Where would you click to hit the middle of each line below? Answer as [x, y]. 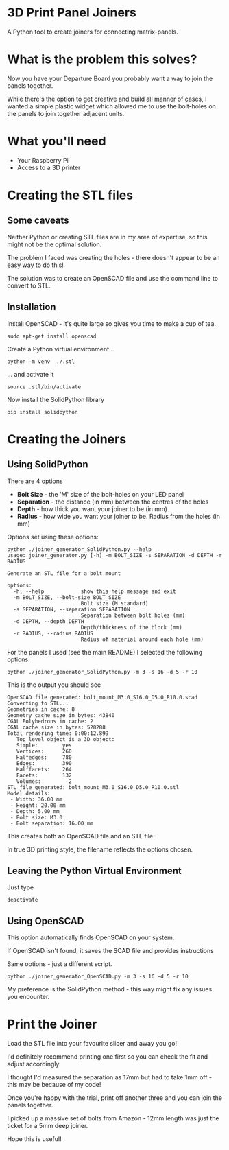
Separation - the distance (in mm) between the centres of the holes [113, 502]
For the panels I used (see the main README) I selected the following [105, 652]
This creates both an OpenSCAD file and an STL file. [81, 836]
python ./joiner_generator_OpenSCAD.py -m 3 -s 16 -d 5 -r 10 [98, 977]
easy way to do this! [35, 265]
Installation [32, 307]
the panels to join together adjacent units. [66, 113]
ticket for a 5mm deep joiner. [48, 1126]
